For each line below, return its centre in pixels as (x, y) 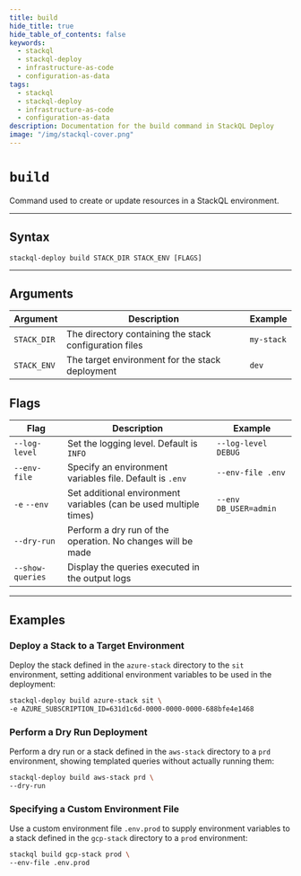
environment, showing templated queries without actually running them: (142, 761)
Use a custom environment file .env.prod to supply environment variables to (150, 828)
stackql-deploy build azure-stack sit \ (86, 700)
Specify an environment (117, 467)
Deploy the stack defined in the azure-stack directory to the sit (127, 665)
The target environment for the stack (144, 360)
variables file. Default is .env (127, 479)
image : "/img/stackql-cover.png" (72, 135)
